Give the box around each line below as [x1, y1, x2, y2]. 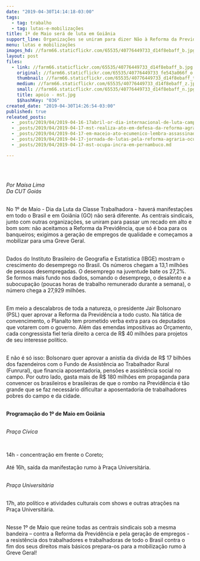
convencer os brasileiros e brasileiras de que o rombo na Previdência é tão [6, 379, 190, 386]
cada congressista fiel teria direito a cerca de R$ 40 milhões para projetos [6, 330, 188, 337]
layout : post [6, 53, 39, 59]
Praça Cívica [6, 427, 38, 435]
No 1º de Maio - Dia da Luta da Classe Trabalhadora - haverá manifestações [6, 205, 193, 212]
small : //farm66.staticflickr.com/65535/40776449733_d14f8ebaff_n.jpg [17, 86, 196, 92]
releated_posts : [6, 114, 46, 120]
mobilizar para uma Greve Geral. [6, 237, 86, 244]
